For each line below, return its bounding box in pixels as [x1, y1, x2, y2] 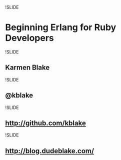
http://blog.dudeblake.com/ [5, 146, 94, 155]
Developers [5, 32, 54, 44]
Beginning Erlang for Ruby [5, 22, 116, 33]
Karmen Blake [5, 63, 50, 72]
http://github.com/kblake [5, 118, 86, 127]
